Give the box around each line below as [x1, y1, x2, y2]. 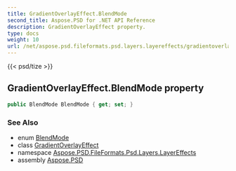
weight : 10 [7, 36, 39, 43]
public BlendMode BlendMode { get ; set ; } [7, 101, 133, 108]
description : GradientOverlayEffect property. [7, 23, 146, 30]
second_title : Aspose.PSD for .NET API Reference [7, 17, 156, 24]
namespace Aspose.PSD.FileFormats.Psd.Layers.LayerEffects [17, 148, 197, 156]
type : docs [7, 29, 39, 37]
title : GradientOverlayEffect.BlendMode [7, 10, 128, 18]
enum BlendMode [17, 133, 70, 142]
